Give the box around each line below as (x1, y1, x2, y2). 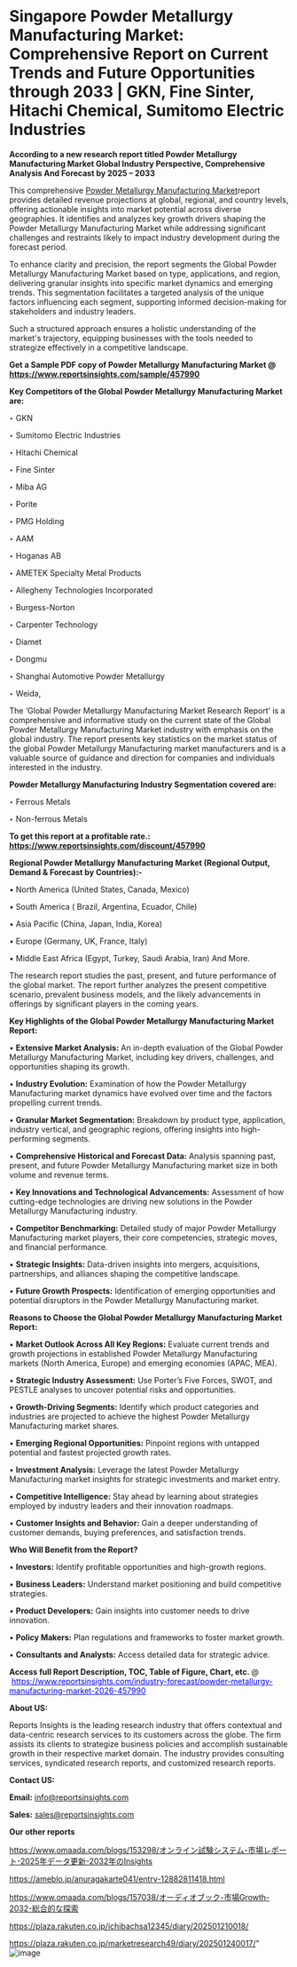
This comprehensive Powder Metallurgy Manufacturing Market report (9, 185, 261, 195)
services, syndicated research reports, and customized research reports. (9, 1757, 277, 1768)
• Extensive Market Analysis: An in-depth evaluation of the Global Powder (9, 1042, 284, 1053)
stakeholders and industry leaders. (9, 306, 137, 316)
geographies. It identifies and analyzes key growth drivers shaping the (9, 213, 266, 224)
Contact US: (9, 1774, 55, 1785)
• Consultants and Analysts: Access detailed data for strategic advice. (9, 1649, 270, 1660)
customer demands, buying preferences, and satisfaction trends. (9, 1526, 246, 1538)
